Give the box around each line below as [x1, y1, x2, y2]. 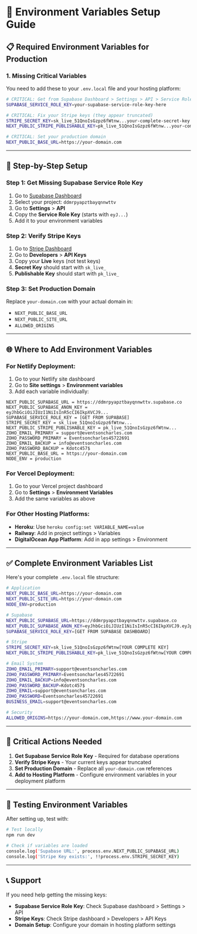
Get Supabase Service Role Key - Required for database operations [14, 752, 180, 760]
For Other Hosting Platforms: [6, 510, 90, 518]
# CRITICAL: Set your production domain [6, 134, 107, 140]
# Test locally [6, 827, 43, 833]
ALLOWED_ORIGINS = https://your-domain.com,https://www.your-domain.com [6, 715, 182, 721]
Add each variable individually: [14, 388, 89, 395]
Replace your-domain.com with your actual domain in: [6, 298, 133, 305]
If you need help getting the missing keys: [6, 891, 107, 898]
